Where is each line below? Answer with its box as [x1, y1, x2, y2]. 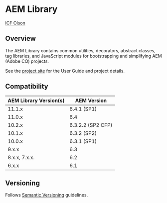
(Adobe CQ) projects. [5, 58, 49, 64]
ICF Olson [5, 20, 26, 26]
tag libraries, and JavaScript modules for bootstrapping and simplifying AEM [5, 53, 162, 59]
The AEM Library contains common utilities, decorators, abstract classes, [5, 47, 156, 53]
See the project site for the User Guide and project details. [5, 68, 125, 74]
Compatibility [5, 82, 48, 91]
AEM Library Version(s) [7, 97, 65, 104]
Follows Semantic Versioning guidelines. [5, 192, 88, 198]
